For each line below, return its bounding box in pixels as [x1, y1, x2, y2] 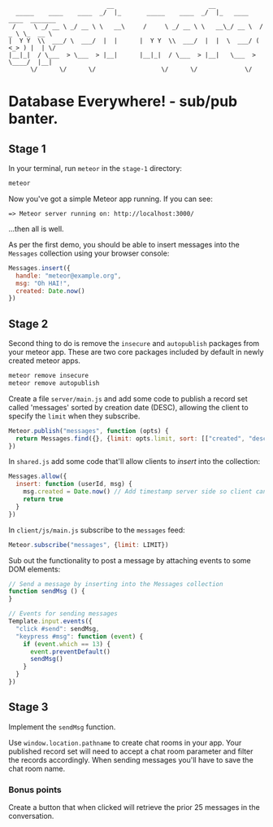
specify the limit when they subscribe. [8, 411, 141, 421]
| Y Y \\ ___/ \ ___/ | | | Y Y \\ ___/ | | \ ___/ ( [8, 37, 260, 45]
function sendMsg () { [8, 588, 85, 596]
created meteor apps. [8, 356, 81, 365]
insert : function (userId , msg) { [15, 480, 132, 488]
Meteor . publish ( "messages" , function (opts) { [8, 427, 169, 435]
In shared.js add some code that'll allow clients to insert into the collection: [8, 457, 261, 466]
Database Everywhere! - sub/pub [8, 92, 238, 111]
